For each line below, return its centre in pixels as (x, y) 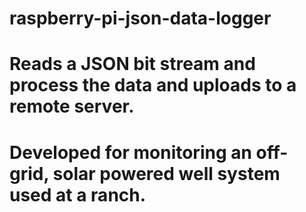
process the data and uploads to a (153, 85)
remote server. (72, 106)
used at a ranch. (78, 194)
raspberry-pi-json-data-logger (140, 18)
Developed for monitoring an (130, 152)
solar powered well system (166, 173)
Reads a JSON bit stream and (132, 64)
